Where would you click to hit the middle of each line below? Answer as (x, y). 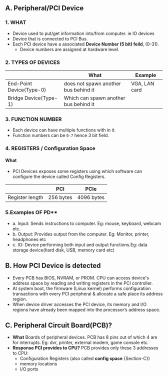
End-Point (20, 83)
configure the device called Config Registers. (59, 176)
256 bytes (60, 197)
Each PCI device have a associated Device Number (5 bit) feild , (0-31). (85, 44)
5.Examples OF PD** (31, 212)
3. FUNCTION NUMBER (33, 119)
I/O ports (29, 369)
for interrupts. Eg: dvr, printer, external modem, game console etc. (80, 342)
